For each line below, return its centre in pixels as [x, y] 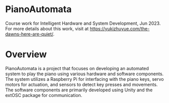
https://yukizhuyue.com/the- [120, 28]
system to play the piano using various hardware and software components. [85, 74]
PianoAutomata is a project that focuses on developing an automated [77, 68]
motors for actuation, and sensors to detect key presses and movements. [81, 84]
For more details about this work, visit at [47, 28]
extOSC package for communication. [44, 95]
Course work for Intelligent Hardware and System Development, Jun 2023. [83, 23]
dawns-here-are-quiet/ [29, 34]
